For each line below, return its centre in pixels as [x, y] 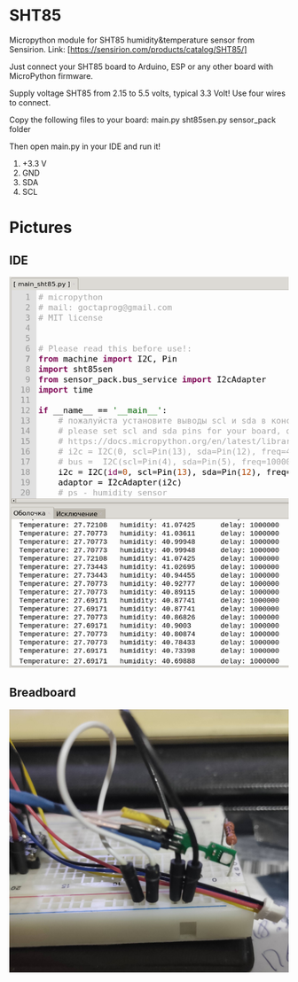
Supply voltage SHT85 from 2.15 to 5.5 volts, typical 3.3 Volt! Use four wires [148, 93]
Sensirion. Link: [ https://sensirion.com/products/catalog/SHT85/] [128, 49]
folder [20, 129]
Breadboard [43, 693]
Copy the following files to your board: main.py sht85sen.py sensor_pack [143, 120]
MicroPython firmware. [51, 75]
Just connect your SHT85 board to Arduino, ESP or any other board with [141, 66]
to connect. [30, 102]
